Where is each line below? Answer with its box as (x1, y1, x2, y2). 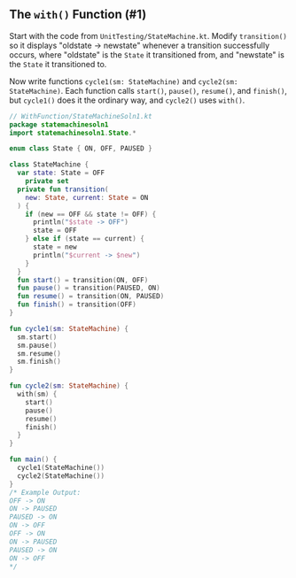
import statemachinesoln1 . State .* (9, 128, 137, 137)
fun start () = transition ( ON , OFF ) (17, 275, 149, 284)
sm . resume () (17, 349, 62, 358)
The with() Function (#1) (9, 7, 147, 22)
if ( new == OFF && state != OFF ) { (25, 210, 157, 219)
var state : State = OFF (17, 168, 105, 178)
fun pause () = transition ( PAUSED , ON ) (17, 283, 161, 293)
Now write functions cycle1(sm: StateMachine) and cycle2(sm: (9, 75, 238, 87)
